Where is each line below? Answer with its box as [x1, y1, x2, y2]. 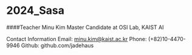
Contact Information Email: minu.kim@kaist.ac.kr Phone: [6, 35, 147, 42]
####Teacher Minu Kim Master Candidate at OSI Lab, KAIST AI [6, 24, 164, 31]
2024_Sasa [6, 4, 65, 18]
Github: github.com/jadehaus [21, 42, 94, 49]
